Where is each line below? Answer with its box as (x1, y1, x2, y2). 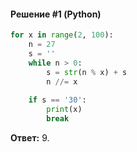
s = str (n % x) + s (46, 67, 128, 77)
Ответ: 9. (10, 131, 50, 144)
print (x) (46, 105, 83, 115)
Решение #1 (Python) (10, 8, 102, 20)
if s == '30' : (28, 95, 87, 105)
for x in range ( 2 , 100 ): (10, 30, 114, 40)
